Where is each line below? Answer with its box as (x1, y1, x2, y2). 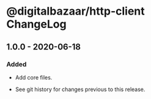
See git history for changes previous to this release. (15, 86, 145, 93)
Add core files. (15, 73, 53, 81)
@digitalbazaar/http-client (6, 4, 145, 18)
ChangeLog (6, 17, 67, 31)
